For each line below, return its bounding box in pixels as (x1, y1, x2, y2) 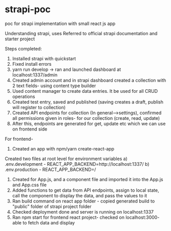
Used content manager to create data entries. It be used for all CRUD (12, 88, 158, 94)
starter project (5, 36, 35, 42)
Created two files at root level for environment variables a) (5, 156, 127, 162)
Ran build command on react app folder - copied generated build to (12, 198, 155, 204)
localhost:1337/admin (12, 71, 57, 78)
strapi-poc (5, 4, 51, 15)
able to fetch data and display (12, 219, 75, 225)
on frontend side (12, 126, 48, 132)
